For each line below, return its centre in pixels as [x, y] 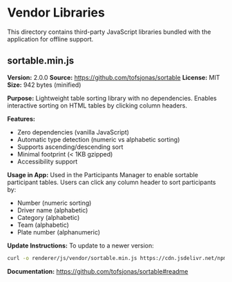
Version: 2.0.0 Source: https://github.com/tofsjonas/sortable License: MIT [114, 77]
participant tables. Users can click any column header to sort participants [112, 182]
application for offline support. [50, 39]
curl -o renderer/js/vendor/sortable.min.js [72, 258]
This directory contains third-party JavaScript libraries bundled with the [109, 32]
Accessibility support [47, 161]
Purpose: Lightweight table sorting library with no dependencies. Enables [112, 98]
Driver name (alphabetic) [52, 210]
